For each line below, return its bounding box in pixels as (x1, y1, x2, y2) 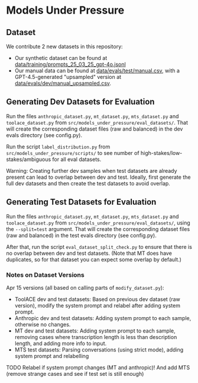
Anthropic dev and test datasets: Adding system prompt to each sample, (14, 314, 191, 321)
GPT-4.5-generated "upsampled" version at (14, 74, 122, 80)
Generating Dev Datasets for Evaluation (6, 97, 155, 107)
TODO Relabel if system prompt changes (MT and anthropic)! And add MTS (6, 363, 190, 371)
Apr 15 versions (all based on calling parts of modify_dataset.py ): (6, 284, 164, 291)
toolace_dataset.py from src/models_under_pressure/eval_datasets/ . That (6, 119, 188, 126)
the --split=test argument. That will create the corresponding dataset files (6, 225, 190, 232)
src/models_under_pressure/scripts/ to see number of (6, 149, 140, 156)
